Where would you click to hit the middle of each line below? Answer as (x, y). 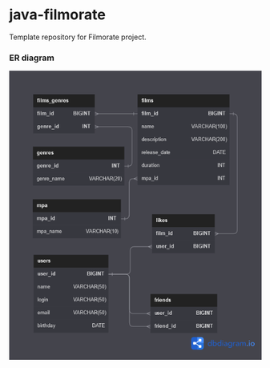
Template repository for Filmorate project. (78, 37)
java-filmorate (58, 15)
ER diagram (32, 58)
